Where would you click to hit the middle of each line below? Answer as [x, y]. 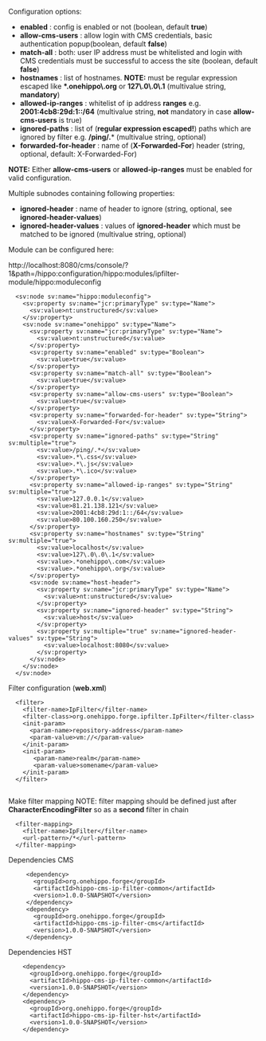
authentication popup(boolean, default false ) [93, 44]
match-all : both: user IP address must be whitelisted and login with [131, 52]
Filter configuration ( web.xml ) [58, 688]
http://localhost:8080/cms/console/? [68, 265]
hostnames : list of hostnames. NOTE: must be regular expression [128, 78]
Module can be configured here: [61, 249]
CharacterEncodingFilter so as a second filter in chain [99, 809]
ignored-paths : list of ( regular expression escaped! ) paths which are [135, 128]
